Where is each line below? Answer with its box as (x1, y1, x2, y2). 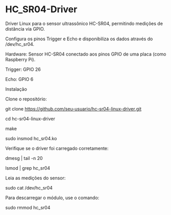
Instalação (5, 86, 27, 92)
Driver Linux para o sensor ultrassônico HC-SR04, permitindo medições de (5, 20, 163, 26)
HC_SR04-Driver (5, 4, 78, 15)
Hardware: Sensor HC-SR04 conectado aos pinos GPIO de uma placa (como (5, 51, 166, 57)
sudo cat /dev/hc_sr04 (5, 184, 53, 191)
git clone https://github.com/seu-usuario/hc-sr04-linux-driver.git (5, 105, 142, 112)
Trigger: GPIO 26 (5, 66, 41, 72)
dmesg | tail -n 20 (5, 155, 43, 161)
